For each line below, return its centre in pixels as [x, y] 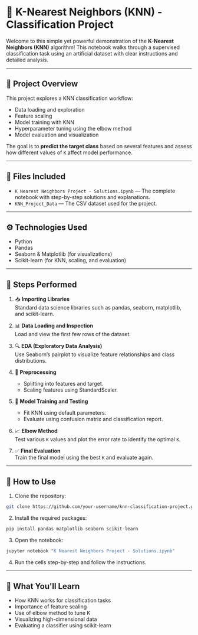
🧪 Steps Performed [42, 284]
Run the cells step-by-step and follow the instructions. [80, 562]
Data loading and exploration [50, 109]
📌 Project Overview [42, 84]
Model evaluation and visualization [57, 135]
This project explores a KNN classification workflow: [70, 98]
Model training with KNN [44, 122]
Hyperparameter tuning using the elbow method [73, 128]
